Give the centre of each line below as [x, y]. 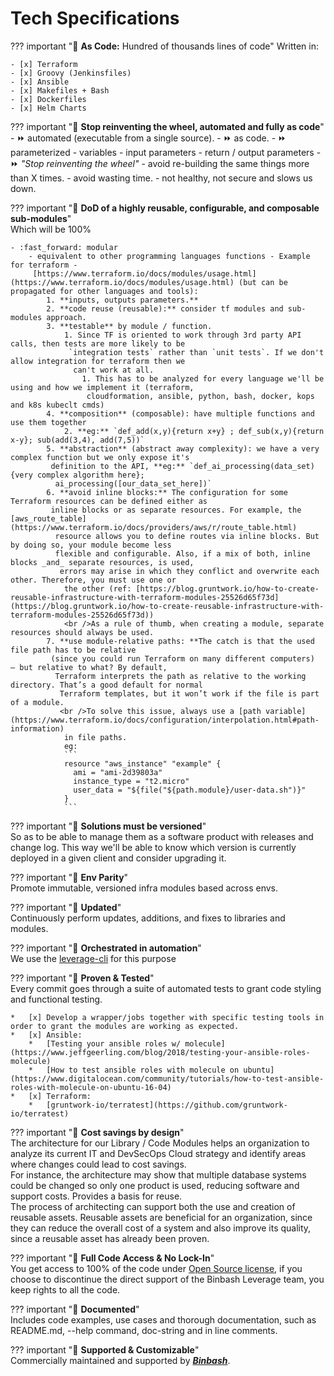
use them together [48, 422]
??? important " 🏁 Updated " [66, 907]
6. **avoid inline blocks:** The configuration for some [167, 492]
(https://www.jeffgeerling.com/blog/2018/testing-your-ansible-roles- [160, 1052]
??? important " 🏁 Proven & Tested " [82, 978]
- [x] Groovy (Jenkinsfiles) [71, 73]
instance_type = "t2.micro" [131, 781]
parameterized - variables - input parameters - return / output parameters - [166, 152]
